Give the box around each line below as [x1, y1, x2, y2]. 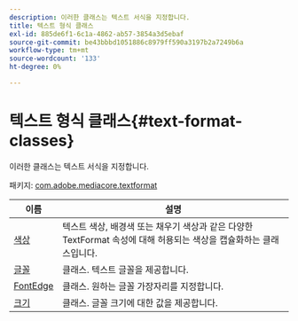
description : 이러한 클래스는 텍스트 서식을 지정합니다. [9, 12, 191, 22]
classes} [9, 130, 75, 151]
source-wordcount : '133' [9, 54, 101, 63]
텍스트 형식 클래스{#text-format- [9, 112, 243, 131]
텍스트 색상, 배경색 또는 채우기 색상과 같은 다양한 [61, 220, 254, 232]
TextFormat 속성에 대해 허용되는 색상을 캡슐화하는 [61, 233, 261, 246]
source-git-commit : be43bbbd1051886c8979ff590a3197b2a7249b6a [9, 37, 244, 47]
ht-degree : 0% [9, 63, 62, 72]
